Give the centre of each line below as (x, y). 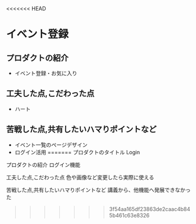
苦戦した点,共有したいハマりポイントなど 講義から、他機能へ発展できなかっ (98, 190)
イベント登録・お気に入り (46, 73)
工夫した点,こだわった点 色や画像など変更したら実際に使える (80, 177)
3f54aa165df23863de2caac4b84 (150, 209)
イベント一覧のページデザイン (51, 145)
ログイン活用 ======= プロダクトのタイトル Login (77, 152)
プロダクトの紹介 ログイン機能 (43, 164)
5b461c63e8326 (129, 215)
